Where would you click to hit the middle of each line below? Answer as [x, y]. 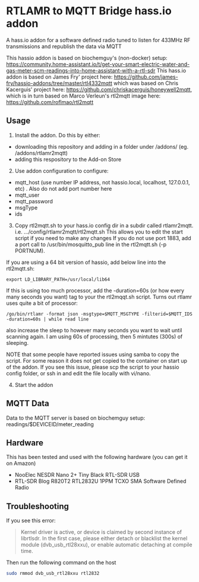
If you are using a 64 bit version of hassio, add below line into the [86, 262]
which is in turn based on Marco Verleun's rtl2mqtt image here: [83, 96]
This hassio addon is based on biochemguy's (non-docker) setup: [87, 58]
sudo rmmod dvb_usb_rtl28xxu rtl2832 [53, 574]
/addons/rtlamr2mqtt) [41, 153]
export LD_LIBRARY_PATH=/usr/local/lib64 [58, 279]
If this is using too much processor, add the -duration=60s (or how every [95, 290]
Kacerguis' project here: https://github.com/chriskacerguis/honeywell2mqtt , [99, 89]
